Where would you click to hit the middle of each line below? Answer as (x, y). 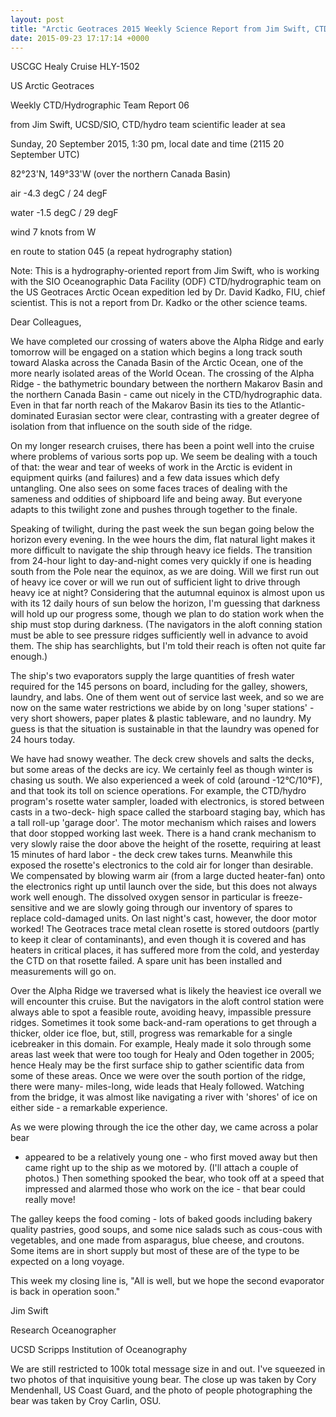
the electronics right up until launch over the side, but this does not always (164, 887)
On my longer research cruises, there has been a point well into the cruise (162, 446)
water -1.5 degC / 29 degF (64, 213)
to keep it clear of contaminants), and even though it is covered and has (158, 940)
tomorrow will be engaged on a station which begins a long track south (156, 352)
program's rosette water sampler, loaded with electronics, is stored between (167, 802)
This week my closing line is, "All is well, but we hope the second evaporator (167, 1281)
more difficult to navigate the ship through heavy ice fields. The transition (161, 550)
